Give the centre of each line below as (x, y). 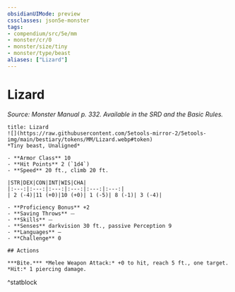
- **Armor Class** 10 (39, 158)
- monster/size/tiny (38, 47)
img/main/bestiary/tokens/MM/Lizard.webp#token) (80, 139)
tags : (15, 27)
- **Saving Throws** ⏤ (41, 213)
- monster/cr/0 (30, 40)
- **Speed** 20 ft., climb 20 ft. (58, 170)
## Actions (23, 250)
